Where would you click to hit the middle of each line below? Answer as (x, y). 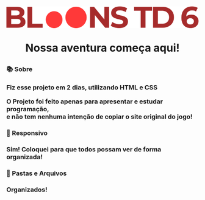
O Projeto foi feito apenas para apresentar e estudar (85, 102)
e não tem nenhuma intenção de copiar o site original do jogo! (99, 117)
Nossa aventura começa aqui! (103, 48)
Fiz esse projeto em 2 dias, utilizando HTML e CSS (82, 88)
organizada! (24, 157)
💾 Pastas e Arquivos (37, 173)
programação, (28, 109)
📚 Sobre (20, 69)
